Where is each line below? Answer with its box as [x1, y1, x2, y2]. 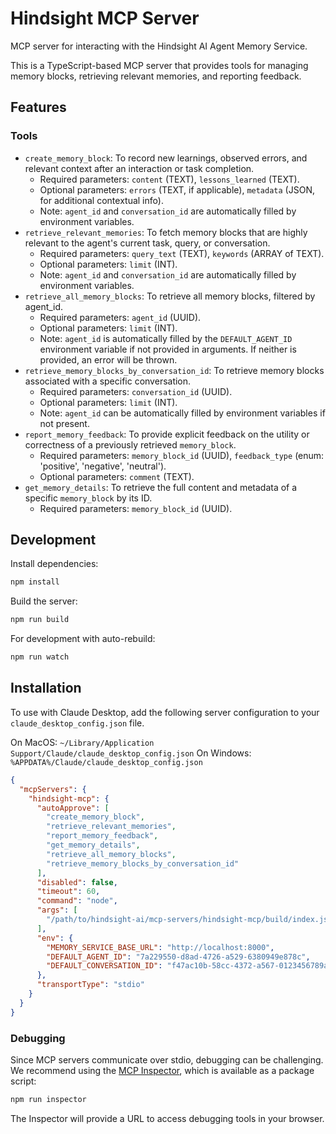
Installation [10, 680, 82, 697]
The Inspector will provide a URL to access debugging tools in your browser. [10, 1112, 325, 1124]
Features [10, 99, 67, 116]
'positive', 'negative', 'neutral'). [39, 460, 167, 472]
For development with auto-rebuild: [10, 633, 156, 645]
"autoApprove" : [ [36, 803, 110, 813]
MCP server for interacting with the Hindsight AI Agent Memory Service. [10, 40, 308, 52]
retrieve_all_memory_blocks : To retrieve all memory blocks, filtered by [24, 290, 316, 302]
